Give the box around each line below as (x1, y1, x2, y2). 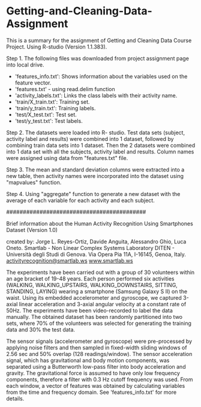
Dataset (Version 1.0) (6, 226, 58, 233)
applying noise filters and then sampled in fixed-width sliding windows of (6, 343, 187, 351)
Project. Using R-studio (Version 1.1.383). (6, 43, 107, 50)
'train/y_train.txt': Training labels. (14, 104, 96, 111)
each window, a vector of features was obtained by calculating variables (6, 382, 185, 389)
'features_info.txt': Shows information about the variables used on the (14, 73, 188, 80)
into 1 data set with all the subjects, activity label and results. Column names (6, 148, 194, 155)
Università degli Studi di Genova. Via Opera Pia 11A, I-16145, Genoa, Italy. (6, 251, 186, 258)
